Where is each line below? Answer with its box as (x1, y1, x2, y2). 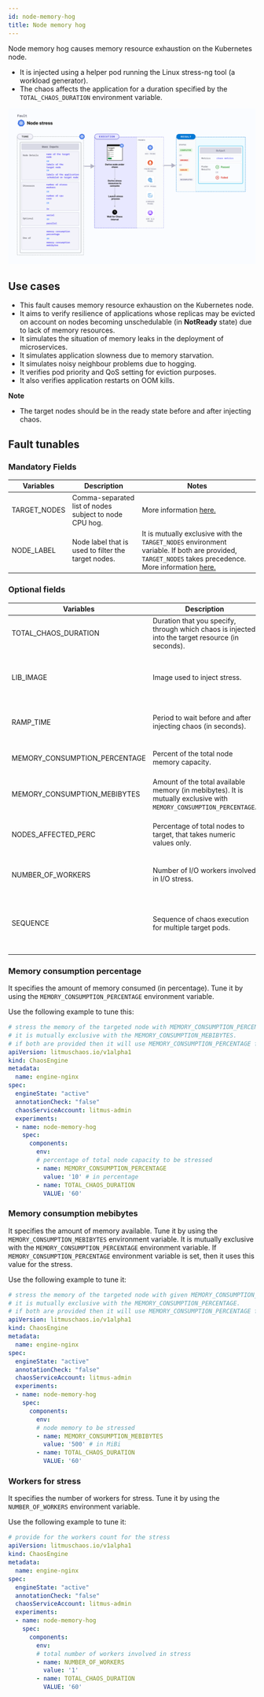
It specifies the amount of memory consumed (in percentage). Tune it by (8, 983, 244, 993)
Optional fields (8, 584, 66, 595)
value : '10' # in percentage (42, 1172, 139, 1181)
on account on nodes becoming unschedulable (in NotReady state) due (19, 317, 252, 327)
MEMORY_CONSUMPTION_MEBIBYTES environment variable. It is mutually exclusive (8, 1234, 254, 1244)
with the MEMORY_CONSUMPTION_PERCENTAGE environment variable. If (8, 1242, 217, 1252)
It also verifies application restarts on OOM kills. (19, 376, 175, 385)
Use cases (8, 280, 60, 293)
